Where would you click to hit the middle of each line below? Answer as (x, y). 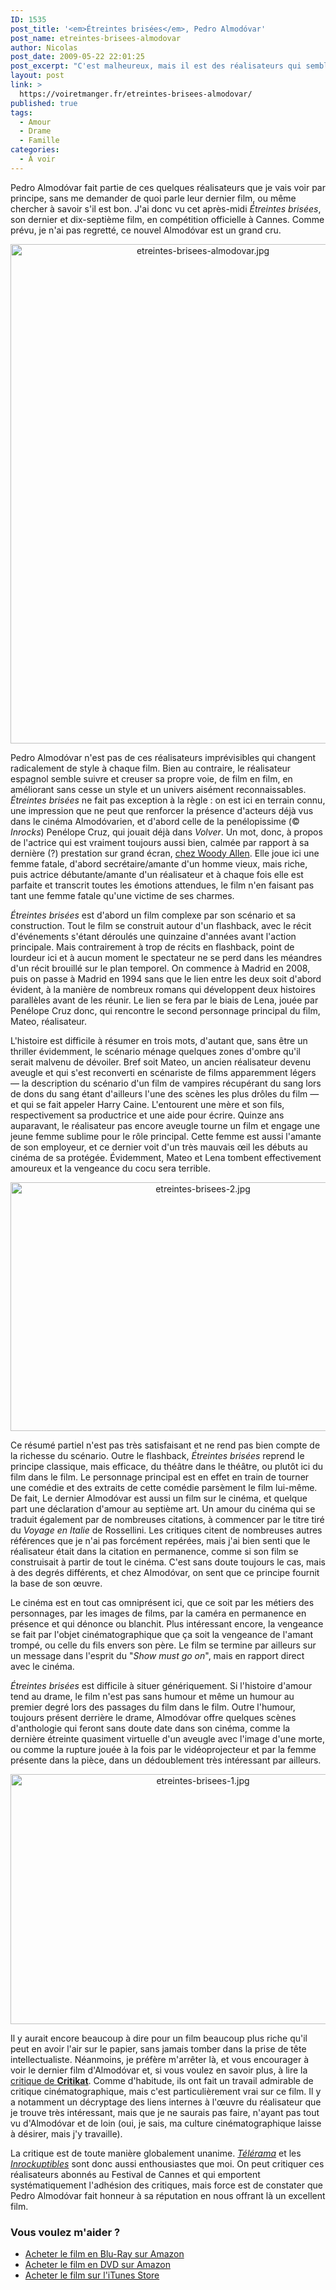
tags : (21, 112)
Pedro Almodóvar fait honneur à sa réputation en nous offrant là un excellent (168, 2195)
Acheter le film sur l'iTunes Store (92, 2275)
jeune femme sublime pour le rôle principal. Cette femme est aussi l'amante (166, 1136)
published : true (44, 103)
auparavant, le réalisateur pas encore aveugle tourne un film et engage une (165, 1125)
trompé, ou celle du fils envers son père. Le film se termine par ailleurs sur (163, 1645)
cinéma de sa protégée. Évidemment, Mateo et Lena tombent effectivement (166, 1157)
